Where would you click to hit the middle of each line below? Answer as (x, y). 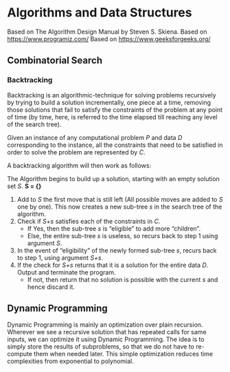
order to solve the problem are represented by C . (76, 152)
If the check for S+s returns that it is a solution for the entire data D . (113, 265)
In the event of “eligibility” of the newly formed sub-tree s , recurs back (117, 250)
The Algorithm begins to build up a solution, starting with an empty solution (113, 178)
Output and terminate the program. (66, 272)
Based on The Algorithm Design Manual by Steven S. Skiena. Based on (107, 32)
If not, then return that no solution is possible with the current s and (123, 279)
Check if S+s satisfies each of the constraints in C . (89, 221)
